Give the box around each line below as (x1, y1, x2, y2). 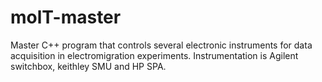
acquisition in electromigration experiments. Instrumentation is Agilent (10, 49, 299, 61)
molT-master (10, 6, 122, 29)
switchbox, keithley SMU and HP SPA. (10, 60, 167, 72)
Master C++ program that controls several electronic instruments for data (10, 39, 313, 51)
